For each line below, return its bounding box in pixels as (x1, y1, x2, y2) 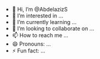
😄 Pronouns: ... (12, 40, 52, 48)
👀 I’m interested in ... (12, 12, 64, 19)
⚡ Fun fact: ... (12, 47, 45, 54)
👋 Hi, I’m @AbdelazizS (12, 6, 68, 13)
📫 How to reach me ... (12, 32, 68, 39)
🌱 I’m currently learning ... (12, 19, 77, 25)
